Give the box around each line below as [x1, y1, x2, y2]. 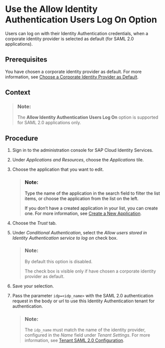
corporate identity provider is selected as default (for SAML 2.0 [5, 36, 134, 42]
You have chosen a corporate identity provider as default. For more [5, 69, 142, 74]
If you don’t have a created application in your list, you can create [24, 205, 158, 211]
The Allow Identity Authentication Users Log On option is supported [17, 114, 159, 120]
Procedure [5, 134, 39, 142]
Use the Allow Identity [5, 3, 98, 15]
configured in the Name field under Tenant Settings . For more [24, 332, 151, 338]
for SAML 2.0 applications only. [17, 120, 82, 126]
